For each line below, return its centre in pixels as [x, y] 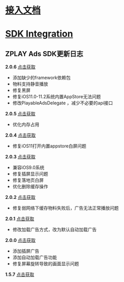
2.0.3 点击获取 [20, 157]
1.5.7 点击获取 [20, 274]
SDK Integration [39, 34]
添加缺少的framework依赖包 [42, 78]
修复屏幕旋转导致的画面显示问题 [46, 264]
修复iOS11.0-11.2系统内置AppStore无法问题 [56, 97]
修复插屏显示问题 [30, 174]
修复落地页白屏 [28, 180]
